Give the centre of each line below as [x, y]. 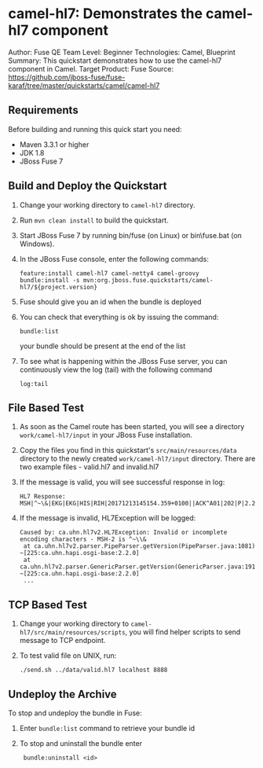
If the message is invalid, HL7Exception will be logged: [108, 518]
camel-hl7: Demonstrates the [105, 14]
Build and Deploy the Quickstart [88, 186]
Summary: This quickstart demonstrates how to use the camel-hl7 [115, 61]
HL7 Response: [42, 497]
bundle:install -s [49, 280]
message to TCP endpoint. [62, 641]
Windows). [37, 244]
